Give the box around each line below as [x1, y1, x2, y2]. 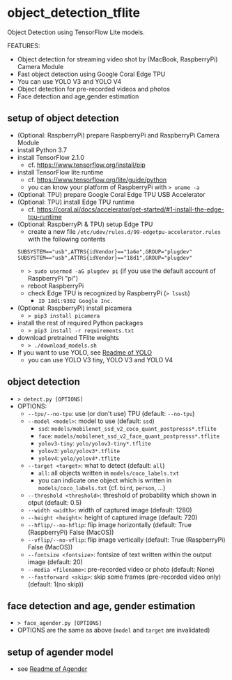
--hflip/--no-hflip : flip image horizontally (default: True [27, 520, 192, 529]
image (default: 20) [27, 557, 84, 566]
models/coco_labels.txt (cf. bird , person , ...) [38, 483, 166, 491]
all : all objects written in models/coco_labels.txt [38, 468, 180, 477]
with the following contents [27, 235, 106, 243]
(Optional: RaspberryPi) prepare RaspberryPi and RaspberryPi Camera [17, 131, 219, 139]
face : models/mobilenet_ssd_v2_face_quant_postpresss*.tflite [38, 431, 220, 440]
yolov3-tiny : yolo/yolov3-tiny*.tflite [38, 438, 151, 448]
